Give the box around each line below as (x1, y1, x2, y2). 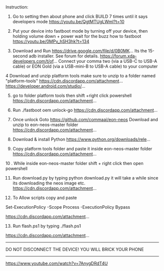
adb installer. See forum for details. (29, 53, 99, 59)
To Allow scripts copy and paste (12, 195, 77, 200)
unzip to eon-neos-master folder (12, 122, 78, 127)
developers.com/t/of (12, 58, 54, 64)
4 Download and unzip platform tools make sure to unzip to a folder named (5, 73, 156, 78)
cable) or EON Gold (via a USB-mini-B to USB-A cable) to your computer (12, 63, 158, 69)
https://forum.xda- (100, 53, 137, 59)
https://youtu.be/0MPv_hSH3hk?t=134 (12, 38, 90, 44)
